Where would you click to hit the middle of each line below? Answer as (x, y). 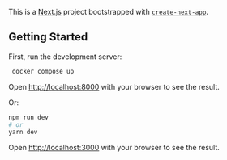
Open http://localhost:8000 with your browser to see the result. (114, 86)
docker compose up (43, 71)
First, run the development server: (65, 57)
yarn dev (23, 133)
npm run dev (28, 117)
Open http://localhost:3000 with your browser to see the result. (114, 148)
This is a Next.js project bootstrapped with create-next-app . (109, 12)
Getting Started (48, 37)
